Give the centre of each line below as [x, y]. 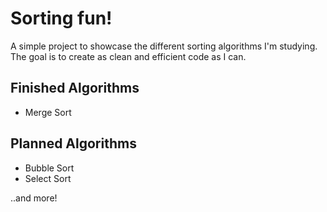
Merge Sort [48, 112]
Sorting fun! [61, 18]
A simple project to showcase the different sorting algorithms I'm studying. [164, 46]
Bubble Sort [49, 168]
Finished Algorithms [75, 88]
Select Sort [48, 178]
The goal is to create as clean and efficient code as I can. [128, 56]
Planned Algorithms [73, 143]
